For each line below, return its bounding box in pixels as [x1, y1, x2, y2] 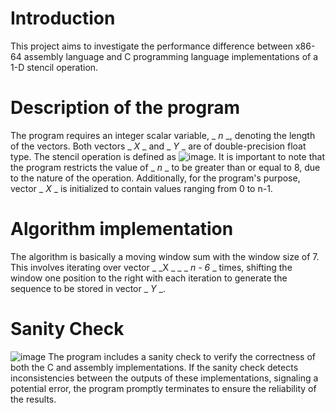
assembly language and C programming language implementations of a [23, 50, 319, 62]
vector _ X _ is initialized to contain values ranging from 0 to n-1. [10, 182, 273, 194]
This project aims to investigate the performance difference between [10, 40, 294, 52]
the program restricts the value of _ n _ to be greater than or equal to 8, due [10, 161, 321, 173]
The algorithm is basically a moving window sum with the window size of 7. [10, 250, 320, 262]
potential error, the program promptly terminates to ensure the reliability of [10, 382, 317, 394]
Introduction [10, 7, 116, 30]
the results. [10, 393, 57, 405]
